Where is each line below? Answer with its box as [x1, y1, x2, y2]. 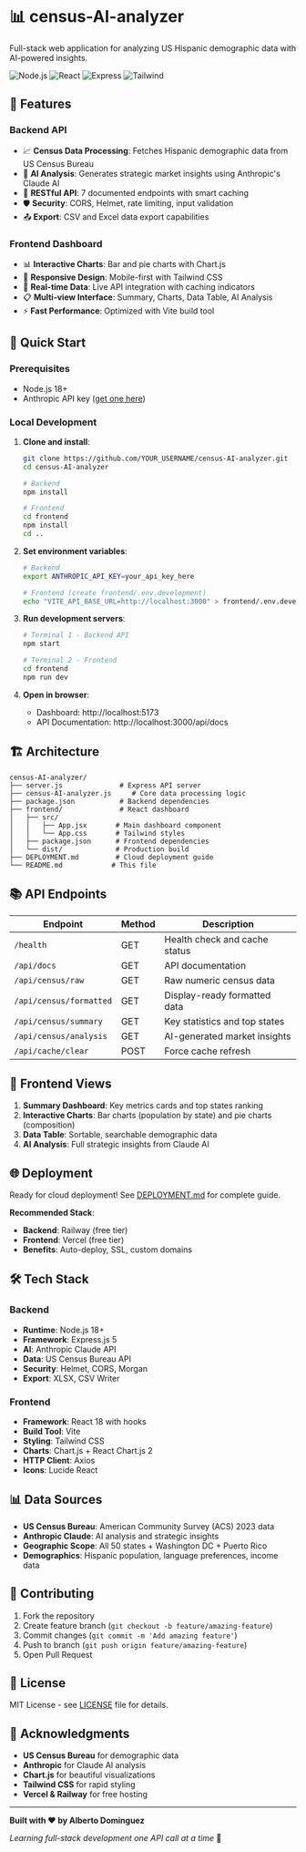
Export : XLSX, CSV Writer [22, 1373, 120, 1384]
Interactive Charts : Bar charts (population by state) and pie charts [22, 1110, 272, 1121]
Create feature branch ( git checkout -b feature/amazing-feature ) [22, 1620, 273, 1631]
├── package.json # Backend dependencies [9, 797, 209, 806]
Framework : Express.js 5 [22, 1333, 117, 1344]
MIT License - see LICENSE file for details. [9, 1700, 168, 1711]
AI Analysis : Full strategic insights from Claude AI [22, 1139, 209, 1150]
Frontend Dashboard [9, 237, 103, 250]
